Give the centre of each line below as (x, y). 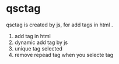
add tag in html (32, 36)
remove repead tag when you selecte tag (64, 55)
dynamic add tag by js (41, 42)
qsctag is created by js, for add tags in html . (60, 25)
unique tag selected (38, 48)
